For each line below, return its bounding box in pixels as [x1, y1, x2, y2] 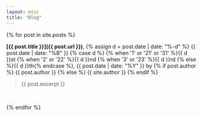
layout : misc [6, 8, 39, 15]
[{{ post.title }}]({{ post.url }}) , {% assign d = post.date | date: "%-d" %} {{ [6, 43, 196, 50]
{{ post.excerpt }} [21, 80, 66, 88]
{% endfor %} [6, 103, 41, 111]
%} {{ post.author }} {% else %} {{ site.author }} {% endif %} [6, 68, 158, 76]
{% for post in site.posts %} [6, 31, 76, 38]
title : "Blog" [6, 14, 42, 21]
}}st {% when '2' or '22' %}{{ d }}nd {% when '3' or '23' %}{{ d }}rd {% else [6, 56, 197, 63]
